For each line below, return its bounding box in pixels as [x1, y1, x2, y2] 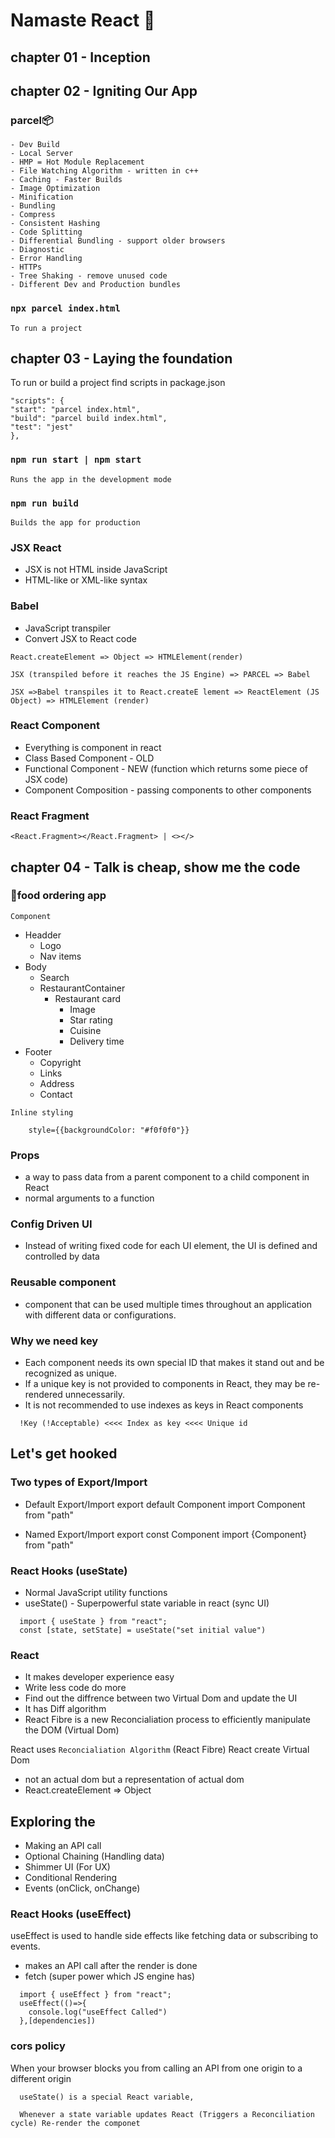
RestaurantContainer [39, 982, 126, 994]
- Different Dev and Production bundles [10, 280, 182, 290]
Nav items [39, 950, 82, 962]
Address [39, 1077, 75, 1089]
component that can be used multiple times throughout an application [24, 1298, 313, 1310]
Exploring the [10, 1813, 96, 1830]
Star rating [69, 1014, 113, 1026]
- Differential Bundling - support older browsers [10, 236, 226, 246]
